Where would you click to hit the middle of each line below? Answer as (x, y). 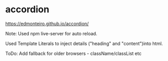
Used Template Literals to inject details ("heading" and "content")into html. (84, 43)
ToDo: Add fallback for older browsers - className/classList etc (73, 53)
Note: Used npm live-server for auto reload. (51, 33)
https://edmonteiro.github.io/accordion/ (47, 24)
